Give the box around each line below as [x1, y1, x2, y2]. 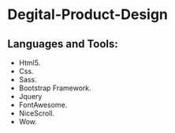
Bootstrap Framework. [18, 83, 91, 93]
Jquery [18, 92, 43, 101]
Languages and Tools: [7, 37, 119, 51]
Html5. [18, 58, 41, 67]
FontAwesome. [18, 101, 68, 109]
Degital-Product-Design [7, 6, 169, 24]
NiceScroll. [18, 108, 55, 118]
